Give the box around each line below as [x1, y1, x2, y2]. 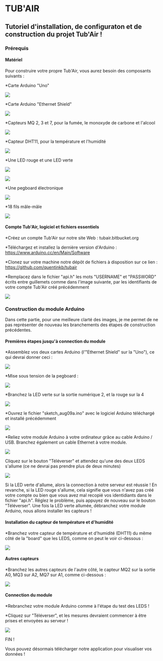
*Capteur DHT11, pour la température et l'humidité [5, 138, 106, 144]
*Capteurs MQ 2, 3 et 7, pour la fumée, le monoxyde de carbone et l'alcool [5, 119, 155, 125]
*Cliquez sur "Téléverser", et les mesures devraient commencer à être [5, 613, 146, 618]
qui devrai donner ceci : [5, 354, 53, 360]
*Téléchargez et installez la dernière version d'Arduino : [5, 244, 117, 250]
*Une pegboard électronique [5, 185, 63, 191]
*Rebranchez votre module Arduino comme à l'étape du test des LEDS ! [5, 603, 150, 609]
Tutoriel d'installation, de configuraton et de [5, 23, 142, 31]
